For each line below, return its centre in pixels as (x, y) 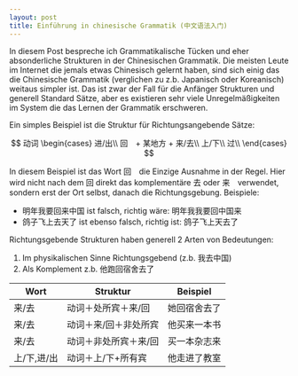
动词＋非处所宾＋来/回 (113, 341)
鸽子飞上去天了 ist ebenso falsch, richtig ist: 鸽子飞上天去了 (130, 222)
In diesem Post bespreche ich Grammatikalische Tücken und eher (129, 51)
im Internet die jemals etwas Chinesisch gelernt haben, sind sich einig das (145, 70)
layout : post (33, 17)
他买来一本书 (194, 325)
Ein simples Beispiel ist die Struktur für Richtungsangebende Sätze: (132, 124)
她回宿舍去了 (194, 308)
